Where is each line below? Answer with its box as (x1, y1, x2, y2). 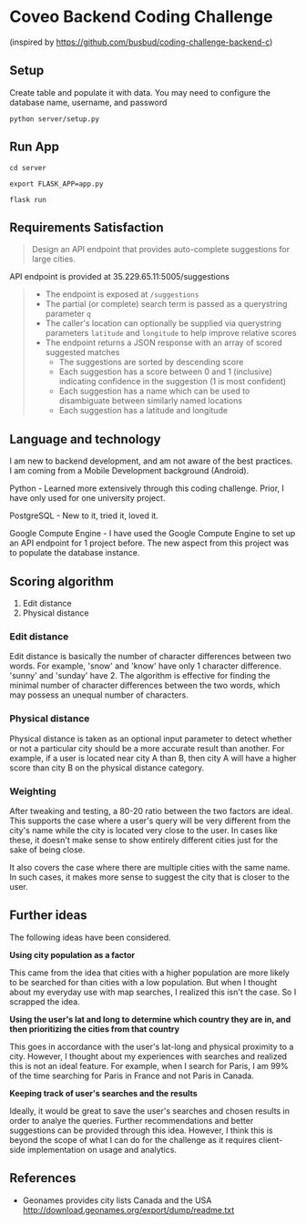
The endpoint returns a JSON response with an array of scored (45, 337, 282, 348)
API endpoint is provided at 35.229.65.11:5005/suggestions (9, 271, 230, 282)
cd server (9, 163, 47, 172)
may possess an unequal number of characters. (9, 689, 189, 700)
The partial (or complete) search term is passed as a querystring (45, 299, 288, 310)
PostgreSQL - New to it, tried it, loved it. (9, 510, 159, 521)
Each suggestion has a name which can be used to (58, 385, 250, 397)
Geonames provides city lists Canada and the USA (22, 1195, 212, 1206)
